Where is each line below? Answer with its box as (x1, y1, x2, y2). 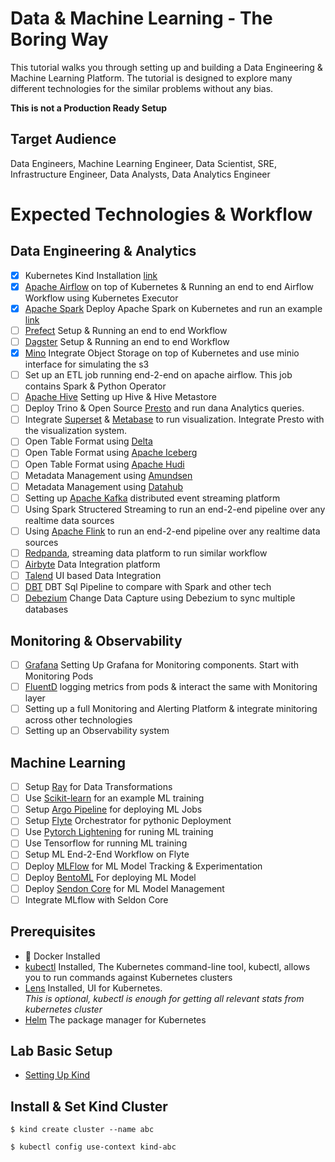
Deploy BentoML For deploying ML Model (24, 871, 197, 883)
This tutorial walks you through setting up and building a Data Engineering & (10, 61, 323, 73)
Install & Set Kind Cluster (10, 1098, 168, 1115)
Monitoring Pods (24, 670, 94, 682)
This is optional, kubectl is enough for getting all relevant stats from (24, 992, 305, 1004)
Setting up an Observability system (24, 725, 170, 737)
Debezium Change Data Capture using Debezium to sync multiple (24, 592, 296, 604)
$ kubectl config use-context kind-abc (10, 1142, 177, 1152)
